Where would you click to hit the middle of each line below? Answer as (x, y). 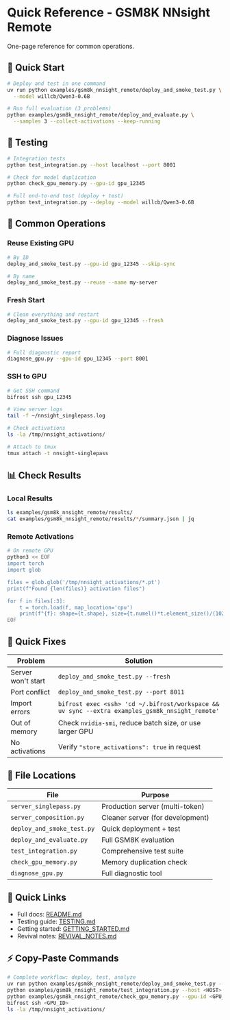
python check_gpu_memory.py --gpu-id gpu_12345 (76, 184)
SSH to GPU (27, 376)
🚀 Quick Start (36, 68)
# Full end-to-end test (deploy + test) (66, 196)
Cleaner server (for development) (155, 817)
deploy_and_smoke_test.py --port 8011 (121, 692)
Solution (139, 661)
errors (21, 712)
